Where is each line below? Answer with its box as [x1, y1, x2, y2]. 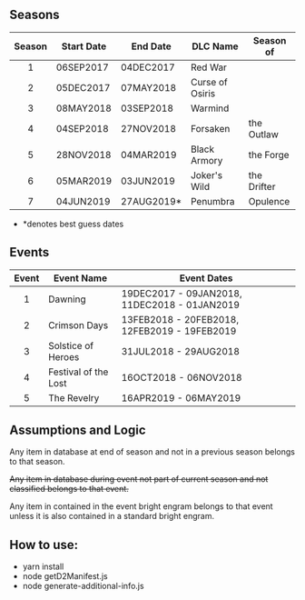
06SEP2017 [55, 61, 109, 74]
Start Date [61, 40, 107, 53]
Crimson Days [48, 318, 109, 331]
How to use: [9, 536, 79, 553]
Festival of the [48, 365, 109, 378]
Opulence [248, 195, 290, 207]
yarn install [22, 561, 64, 572]
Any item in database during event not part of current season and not [9, 474, 269, 485]
